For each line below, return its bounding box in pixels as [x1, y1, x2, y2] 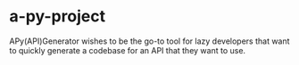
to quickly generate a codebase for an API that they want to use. [9, 45, 246, 55]
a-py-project [9, 6, 105, 27]
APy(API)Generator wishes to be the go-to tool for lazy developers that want [9, 36, 290, 46]
